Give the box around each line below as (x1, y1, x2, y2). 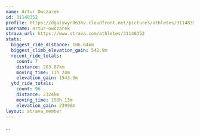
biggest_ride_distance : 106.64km (11, 42, 94, 48)
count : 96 (16, 86, 41, 92)
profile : (5, 20, 27, 26)
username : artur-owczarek (5, 25, 70, 31)
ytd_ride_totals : (11, 81, 54, 87)
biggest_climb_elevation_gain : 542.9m (11, 48, 108, 53)
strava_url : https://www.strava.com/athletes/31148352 (5, 31, 145, 37)
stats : (5, 36, 22, 42)
